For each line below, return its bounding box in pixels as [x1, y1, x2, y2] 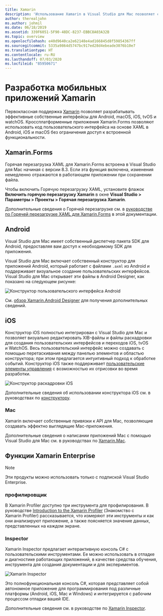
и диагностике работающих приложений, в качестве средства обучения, [5, 557, 158, 563]
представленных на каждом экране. [5, 523, 81, 529]
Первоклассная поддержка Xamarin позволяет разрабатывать [5, 109, 135, 115]
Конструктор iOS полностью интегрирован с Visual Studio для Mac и [5, 329, 147, 335]
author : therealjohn [5, 16, 47, 21]
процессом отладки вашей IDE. [5, 596, 70, 602]
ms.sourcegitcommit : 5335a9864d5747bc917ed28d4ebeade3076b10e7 [5, 43, 136, 48]
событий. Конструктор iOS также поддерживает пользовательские [5, 360, 145, 366]
